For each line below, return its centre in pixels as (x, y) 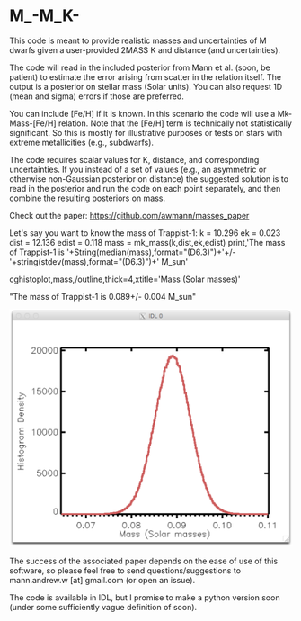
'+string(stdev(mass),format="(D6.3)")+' (84, 261)
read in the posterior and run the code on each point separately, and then (145, 188)
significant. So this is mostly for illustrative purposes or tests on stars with (146, 132)
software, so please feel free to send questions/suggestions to (125, 571)
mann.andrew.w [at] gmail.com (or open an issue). (102, 580)
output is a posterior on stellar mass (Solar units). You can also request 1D (146, 86)
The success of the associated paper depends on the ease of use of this (144, 561)
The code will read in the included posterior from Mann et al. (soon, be (140, 67)
